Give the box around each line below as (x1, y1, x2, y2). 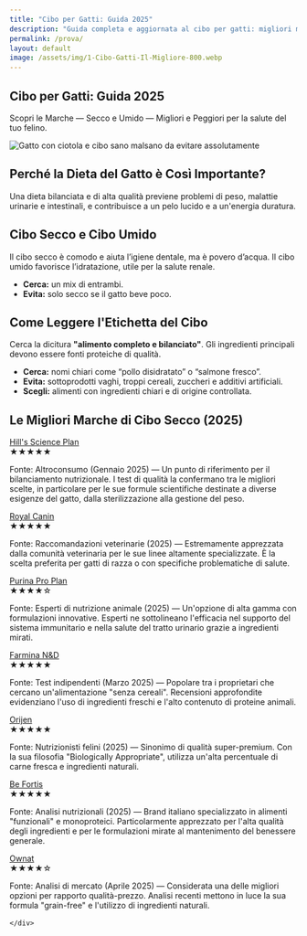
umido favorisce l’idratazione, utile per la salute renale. (9, 261, 216, 271)
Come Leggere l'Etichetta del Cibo (9, 314, 208, 330)
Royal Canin (9, 511, 55, 522)
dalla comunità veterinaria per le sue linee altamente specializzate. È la (9, 548, 276, 559)
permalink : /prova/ (9, 34, 84, 43)
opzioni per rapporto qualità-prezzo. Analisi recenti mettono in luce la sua (9, 890, 286, 901)
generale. (9, 835, 46, 846)
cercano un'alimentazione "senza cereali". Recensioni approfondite (9, 686, 263, 698)
